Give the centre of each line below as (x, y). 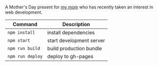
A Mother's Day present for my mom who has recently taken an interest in (79, 7)
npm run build (24, 48)
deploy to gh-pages (70, 56)
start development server (76, 40)
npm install (21, 33)
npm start (19, 40)
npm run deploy (25, 56)
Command (25, 24)
